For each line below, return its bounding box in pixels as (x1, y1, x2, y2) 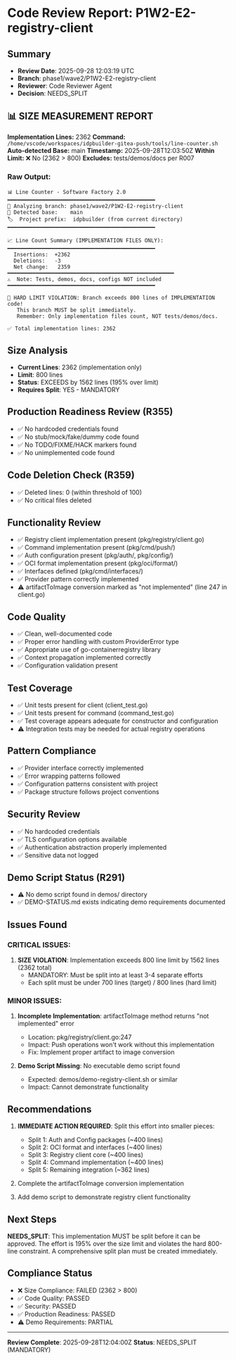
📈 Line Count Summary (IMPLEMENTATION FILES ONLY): (7, 237, 164, 245)
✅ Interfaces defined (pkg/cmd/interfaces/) (17, 567, 144, 576)
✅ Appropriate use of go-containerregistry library (17, 645, 162, 654)
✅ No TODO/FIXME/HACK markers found (17, 440, 137, 449)
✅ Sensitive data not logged (17, 851, 99, 859)
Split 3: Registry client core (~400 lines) (27, 1151, 144, 1159)
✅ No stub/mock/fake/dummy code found (17, 432, 139, 441)
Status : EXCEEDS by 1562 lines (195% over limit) (17, 378, 159, 386)
